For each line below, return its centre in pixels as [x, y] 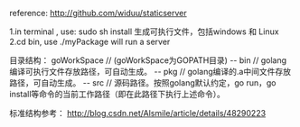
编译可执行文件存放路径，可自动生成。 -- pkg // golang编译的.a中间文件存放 [150, 72]
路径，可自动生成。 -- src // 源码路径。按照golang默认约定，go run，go [143, 83]
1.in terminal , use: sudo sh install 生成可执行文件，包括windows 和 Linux [144, 32]
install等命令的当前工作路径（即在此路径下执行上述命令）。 [117, 94]
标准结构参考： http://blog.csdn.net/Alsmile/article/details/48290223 [138, 113]
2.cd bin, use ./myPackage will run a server [90, 41]
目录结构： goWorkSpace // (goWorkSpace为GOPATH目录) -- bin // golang [148, 60]
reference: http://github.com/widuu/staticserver [98, 13]
